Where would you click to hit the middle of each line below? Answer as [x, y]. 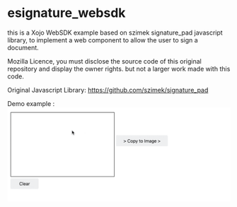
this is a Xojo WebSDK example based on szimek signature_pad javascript [115, 32]
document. [23, 47]
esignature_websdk [67, 13]
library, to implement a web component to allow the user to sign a [103, 40]
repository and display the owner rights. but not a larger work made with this [119, 69]
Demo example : [31, 103]
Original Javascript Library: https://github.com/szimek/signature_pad [108, 90]
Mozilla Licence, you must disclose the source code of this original [104, 61]
